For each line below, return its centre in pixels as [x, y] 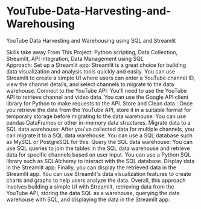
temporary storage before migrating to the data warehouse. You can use [96, 116]
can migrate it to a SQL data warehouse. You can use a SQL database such [100, 135]
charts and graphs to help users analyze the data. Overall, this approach [96, 180]
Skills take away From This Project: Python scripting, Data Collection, [92, 52]
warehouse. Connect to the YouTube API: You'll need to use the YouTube [97, 90]
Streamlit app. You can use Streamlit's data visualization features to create [99, 173]
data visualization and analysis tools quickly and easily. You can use [91, 71]
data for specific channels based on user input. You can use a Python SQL [99, 154]
